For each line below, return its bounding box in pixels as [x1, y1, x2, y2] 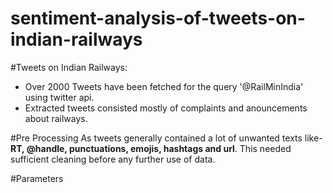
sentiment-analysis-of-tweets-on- [10, 7, 306, 30]
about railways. [24, 112, 88, 124]
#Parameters [10, 172, 64, 184]
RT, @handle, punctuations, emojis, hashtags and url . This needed [10, 142, 292, 154]
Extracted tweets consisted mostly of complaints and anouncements [24, 102, 308, 114]
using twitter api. [24, 91, 95, 103]
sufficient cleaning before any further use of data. [10, 153, 216, 165]
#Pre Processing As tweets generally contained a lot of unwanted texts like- [10, 132, 323, 144]
